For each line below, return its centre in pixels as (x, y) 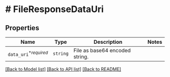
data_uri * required (28, 53)
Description (108, 42)
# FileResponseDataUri (54, 9)
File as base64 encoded (102, 50)
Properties (22, 28)
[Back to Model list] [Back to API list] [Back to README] (63, 69)
